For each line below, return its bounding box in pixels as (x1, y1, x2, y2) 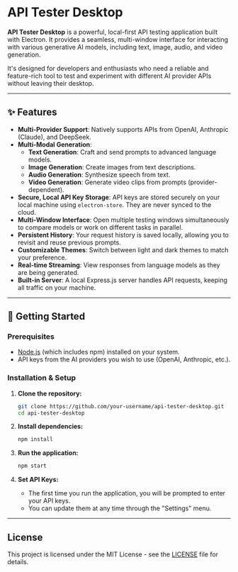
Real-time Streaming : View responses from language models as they (17, 260, 221, 269)
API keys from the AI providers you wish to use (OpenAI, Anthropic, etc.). (17, 355, 231, 364)
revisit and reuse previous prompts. (17, 238, 122, 247)
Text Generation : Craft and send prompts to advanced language (28, 147, 217, 156)
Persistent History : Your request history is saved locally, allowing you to (17, 230, 229, 239)
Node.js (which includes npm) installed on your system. (17, 348, 180, 357)
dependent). (28, 185, 65, 194)
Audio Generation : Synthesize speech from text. (28, 170, 171, 179)
